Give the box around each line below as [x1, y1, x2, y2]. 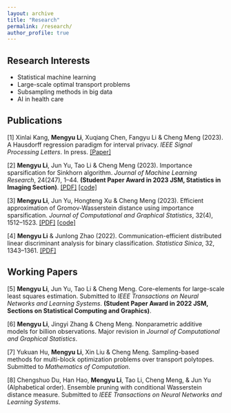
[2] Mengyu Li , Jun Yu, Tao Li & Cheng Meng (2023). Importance [7, 161, 193, 169]
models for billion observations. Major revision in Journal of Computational [7, 327, 220, 335]
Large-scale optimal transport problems [17, 81, 131, 89]
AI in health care [17, 95, 64, 103]
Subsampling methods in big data [17, 87, 112, 96]
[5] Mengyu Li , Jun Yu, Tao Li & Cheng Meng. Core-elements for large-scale [7, 284, 225, 293]
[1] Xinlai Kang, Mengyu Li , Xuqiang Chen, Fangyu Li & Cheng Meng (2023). [7, 133, 223, 141]
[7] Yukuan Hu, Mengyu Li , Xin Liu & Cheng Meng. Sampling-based [7, 348, 199, 356]
